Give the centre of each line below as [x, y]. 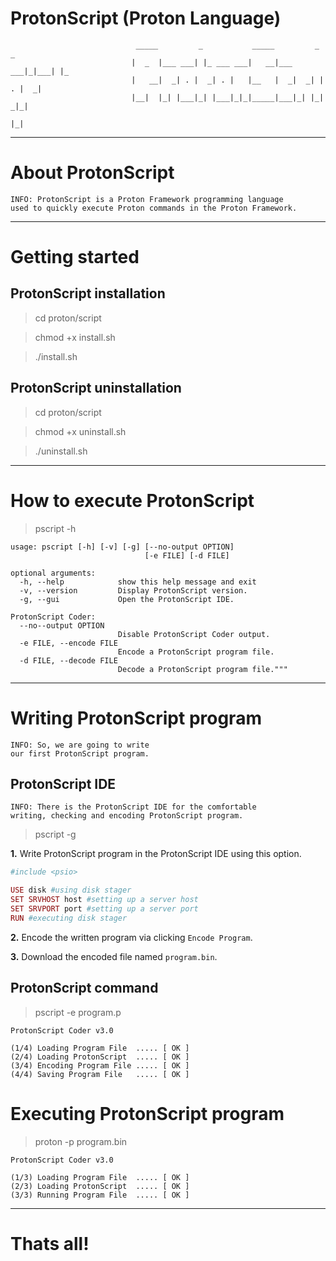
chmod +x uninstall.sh [80, 431]
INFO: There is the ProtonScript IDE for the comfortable [133, 807]
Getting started [75, 257]
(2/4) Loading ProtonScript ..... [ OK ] [100, 1057]
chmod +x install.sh [75, 337]
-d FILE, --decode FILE [68, 660]
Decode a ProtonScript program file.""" [202, 669]
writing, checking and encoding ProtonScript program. [127, 816]
